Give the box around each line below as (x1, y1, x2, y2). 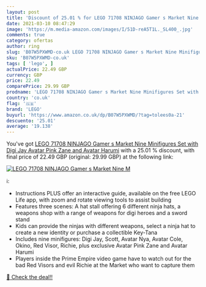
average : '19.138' (6, 124, 53, 130)
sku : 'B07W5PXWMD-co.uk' (6, 55, 70, 61)
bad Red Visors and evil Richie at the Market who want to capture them (15, 262, 195, 269)
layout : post (6, 9, 40, 15)
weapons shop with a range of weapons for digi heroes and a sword (15, 210, 188, 217)
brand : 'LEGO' (6, 106, 43, 112)
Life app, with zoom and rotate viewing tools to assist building (15, 196, 172, 203)
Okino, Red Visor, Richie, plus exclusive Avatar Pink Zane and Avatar (15, 242, 188, 250)
